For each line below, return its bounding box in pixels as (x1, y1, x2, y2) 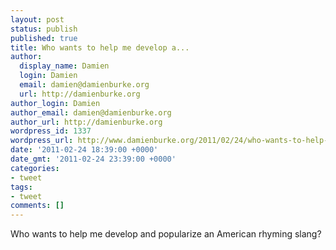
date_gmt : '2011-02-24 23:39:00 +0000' (10, 154, 177, 164)
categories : (10, 163, 60, 173)
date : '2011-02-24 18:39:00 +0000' (10, 145, 159, 155)
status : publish (10, 24, 78, 34)
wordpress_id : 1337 (10, 126, 92, 136)
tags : (10, 182, 33, 192)
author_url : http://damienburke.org (10, 117, 163, 127)
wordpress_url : (10, 136, 74, 146)
